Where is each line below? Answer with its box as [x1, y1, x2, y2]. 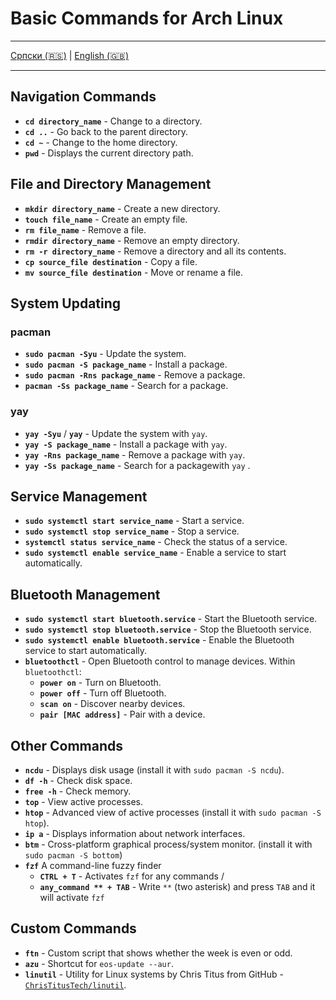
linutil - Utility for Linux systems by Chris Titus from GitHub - [24, 968, 284, 980]
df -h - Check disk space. [24, 774, 133, 786]
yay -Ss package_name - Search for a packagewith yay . [24, 459, 251, 471]
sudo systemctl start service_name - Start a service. [24, 515, 245, 527]
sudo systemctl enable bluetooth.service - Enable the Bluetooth [24, 634, 295, 646]
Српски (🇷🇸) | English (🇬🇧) [10, 49, 130, 61]
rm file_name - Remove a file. [24, 223, 147, 236]
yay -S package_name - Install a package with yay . [24, 438, 228, 450]
